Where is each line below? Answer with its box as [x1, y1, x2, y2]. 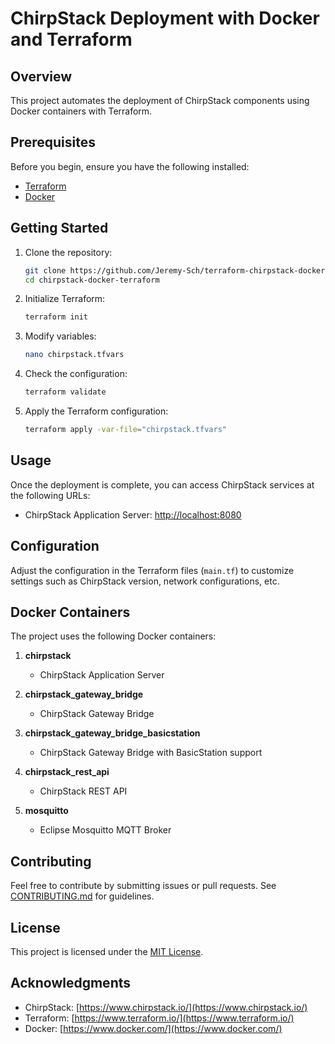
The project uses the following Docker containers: [10, 630, 217, 642]
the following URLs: [10, 489, 91, 501]
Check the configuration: [24, 368, 128, 380]
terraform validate [24, 387, 107, 397]
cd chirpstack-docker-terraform [24, 275, 160, 285]
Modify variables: [24, 330, 97, 342]
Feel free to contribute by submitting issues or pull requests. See [10, 880, 277, 892]
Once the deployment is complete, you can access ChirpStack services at [10, 478, 315, 491]
